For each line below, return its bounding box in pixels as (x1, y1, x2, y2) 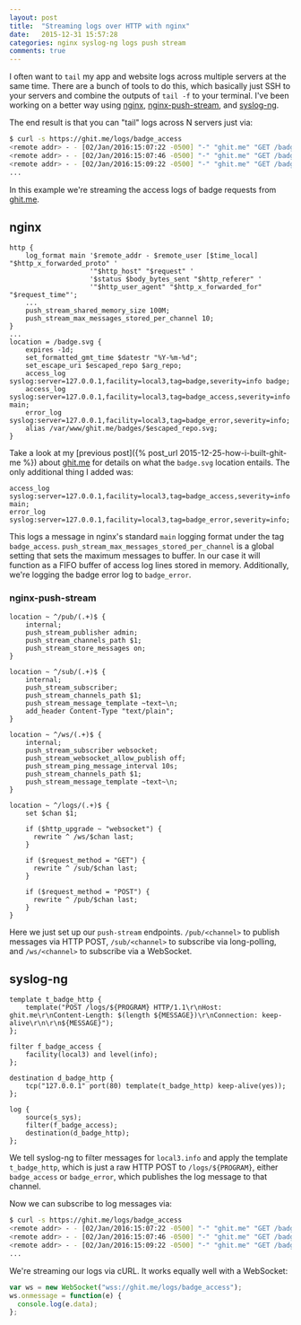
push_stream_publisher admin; (25, 627, 139, 637)
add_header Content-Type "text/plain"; (25, 706, 175, 715)
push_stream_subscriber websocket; (25, 746, 159, 755)
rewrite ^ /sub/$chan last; (32, 864, 139, 873)
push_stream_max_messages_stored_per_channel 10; (25, 314, 215, 323)
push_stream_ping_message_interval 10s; (25, 761, 178, 770)
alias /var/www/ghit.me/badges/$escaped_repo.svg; (25, 424, 219, 434)
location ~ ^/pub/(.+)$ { (9, 612, 106, 621)
